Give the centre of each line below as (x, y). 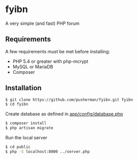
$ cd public (18, 147)
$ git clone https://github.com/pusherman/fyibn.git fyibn (69, 100)
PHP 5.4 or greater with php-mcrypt (50, 61)
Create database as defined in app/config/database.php (64, 114)
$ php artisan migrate (29, 128)
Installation (23, 88)
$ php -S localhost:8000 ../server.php (48, 151)
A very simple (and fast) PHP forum (43, 23)
